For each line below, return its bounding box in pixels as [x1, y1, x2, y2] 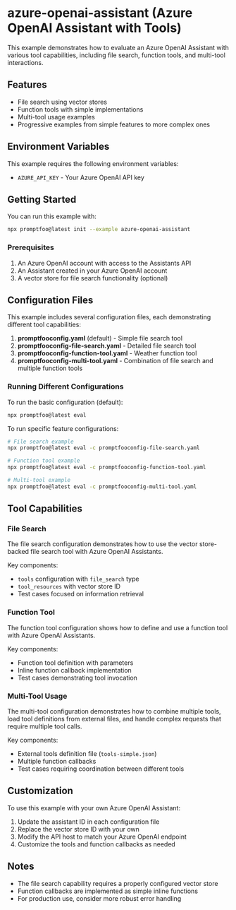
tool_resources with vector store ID [17, 582, 121, 591]
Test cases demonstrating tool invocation [17, 673, 137, 682]
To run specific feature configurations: [7, 424, 119, 432]
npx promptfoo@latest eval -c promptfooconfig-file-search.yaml [7, 444, 200, 451]
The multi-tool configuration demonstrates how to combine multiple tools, [7, 707, 221, 716]
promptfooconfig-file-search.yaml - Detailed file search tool [17, 341, 197, 350]
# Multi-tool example [7, 477, 71, 484]
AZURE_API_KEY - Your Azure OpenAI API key [17, 173, 144, 182]
